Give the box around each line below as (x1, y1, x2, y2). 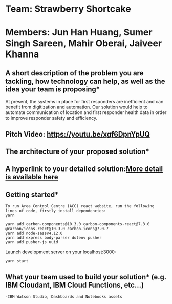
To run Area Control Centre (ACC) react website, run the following (5, 204, 155, 209)
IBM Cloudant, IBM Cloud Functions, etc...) (5, 280, 144, 289)
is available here (5, 173, 58, 181)
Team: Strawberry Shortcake (5, 3, 132, 15)
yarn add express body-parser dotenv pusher (5, 235, 102, 240)
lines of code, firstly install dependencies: (5, 208, 106, 214)
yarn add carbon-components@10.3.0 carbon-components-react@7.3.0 (5, 222, 150, 227)
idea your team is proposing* (5, 85, 100, 93)
